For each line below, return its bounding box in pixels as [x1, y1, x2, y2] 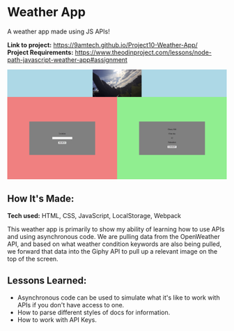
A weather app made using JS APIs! [7, 27, 110, 36]
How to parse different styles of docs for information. [17, 308, 171, 316]
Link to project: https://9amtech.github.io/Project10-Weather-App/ [7, 40, 198, 49]
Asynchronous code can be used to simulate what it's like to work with [17, 293, 221, 302]
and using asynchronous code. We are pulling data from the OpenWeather [7, 232, 221, 240]
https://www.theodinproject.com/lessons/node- [75, 48, 212, 56]
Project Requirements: [7, 48, 74, 56]
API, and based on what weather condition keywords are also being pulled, [7, 240, 222, 248]
